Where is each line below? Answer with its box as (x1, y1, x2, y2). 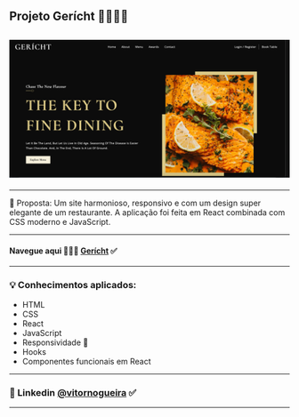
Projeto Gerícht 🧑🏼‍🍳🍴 (9, 9, 129, 24)
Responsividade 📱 (21, 337, 89, 348)
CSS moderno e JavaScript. (9, 217, 111, 228)
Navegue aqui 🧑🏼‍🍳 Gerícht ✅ (9, 245, 117, 256)
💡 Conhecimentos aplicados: (9, 279, 137, 292)
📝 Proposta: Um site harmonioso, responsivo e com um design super (9, 197, 262, 209)
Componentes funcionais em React (21, 356, 151, 366)
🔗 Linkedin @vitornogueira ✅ (9, 386, 137, 398)
